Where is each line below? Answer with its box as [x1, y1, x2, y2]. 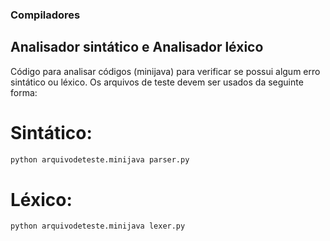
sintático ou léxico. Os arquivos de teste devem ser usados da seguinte [10, 76, 304, 88]
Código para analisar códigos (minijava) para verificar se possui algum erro [10, 65, 321, 77]
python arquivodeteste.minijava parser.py [10, 154, 190, 165]
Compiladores [10, 8, 81, 22]
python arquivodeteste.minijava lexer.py [10, 221, 186, 232]
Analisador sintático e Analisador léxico [10, 39, 264, 56]
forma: [10, 86, 38, 98]
